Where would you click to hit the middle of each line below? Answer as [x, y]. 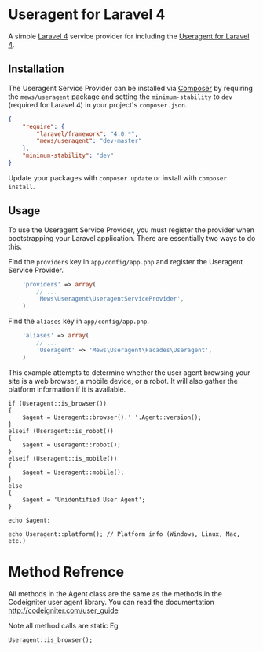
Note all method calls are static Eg [64, 625]
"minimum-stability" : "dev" [68, 156]
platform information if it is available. [67, 389]
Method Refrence [66, 572]
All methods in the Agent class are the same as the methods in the [115, 593]
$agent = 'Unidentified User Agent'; [84, 500]
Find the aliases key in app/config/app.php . [79, 321]
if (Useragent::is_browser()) [58, 403]
